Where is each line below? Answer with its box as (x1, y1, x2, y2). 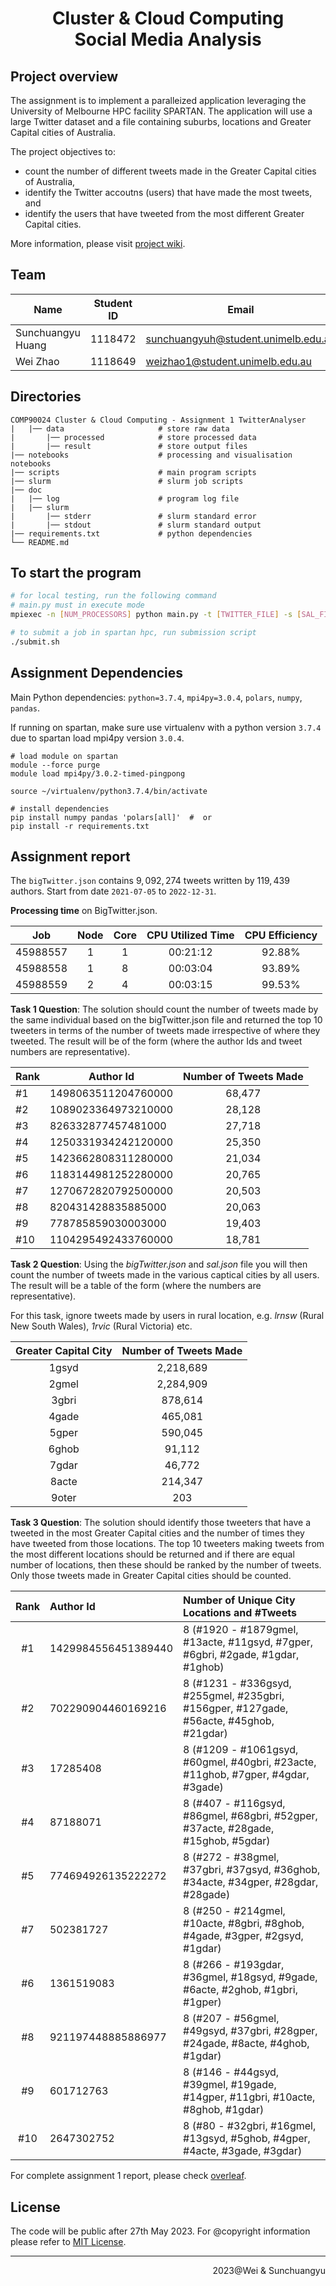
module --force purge (10, 760, 101, 770)
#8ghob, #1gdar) (183, 2103, 265, 2117)
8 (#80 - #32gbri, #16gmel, (183, 2119, 317, 2133)
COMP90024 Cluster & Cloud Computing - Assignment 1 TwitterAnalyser (10, 415, 307, 425)
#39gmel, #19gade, (183, 2078, 277, 2092)
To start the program (10, 565, 142, 582)
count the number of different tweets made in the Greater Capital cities (24, 165, 317, 177)
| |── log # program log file (10, 493, 240, 504)
